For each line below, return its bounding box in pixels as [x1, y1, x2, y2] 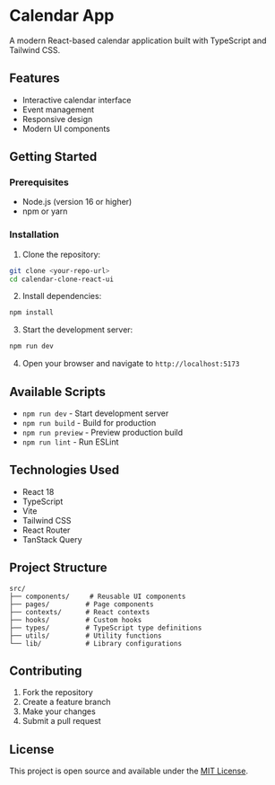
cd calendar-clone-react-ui [9, 275, 115, 284]
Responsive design [21, 113, 93, 124]
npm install [9, 308, 54, 317]
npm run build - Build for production [21, 418, 157, 428]
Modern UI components [21, 123, 110, 134]
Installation [9, 228, 60, 241]
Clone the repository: [21, 249, 101, 260]
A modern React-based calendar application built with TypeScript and [9, 35, 267, 46]
